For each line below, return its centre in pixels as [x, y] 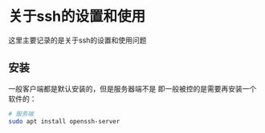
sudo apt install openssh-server [64, 121]
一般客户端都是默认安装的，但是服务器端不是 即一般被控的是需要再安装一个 [132, 88]
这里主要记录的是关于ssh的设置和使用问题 [77, 40]
